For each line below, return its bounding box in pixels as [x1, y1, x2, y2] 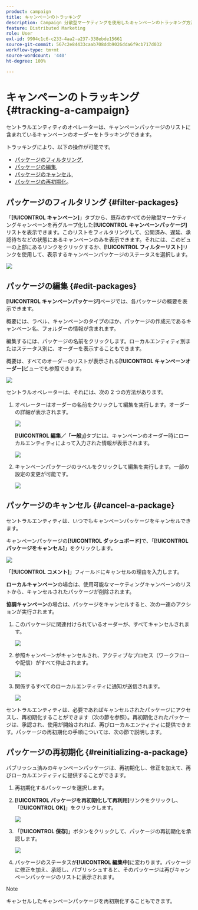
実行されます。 [21, 608, 58, 615]
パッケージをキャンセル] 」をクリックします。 [6, 544, 116, 552]
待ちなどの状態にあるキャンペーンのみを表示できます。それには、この [11, 236, 181, 243]
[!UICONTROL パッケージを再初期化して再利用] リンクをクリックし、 [14, 797, 181, 804]
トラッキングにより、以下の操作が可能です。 [6, 143, 114, 151]
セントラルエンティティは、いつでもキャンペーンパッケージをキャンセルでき [6, 517, 192, 524]
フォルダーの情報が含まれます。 [42, 325, 119, 332]
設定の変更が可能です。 [14, 471, 72, 478]
